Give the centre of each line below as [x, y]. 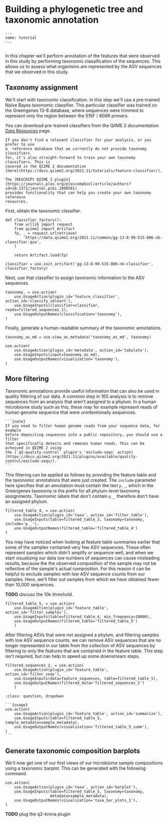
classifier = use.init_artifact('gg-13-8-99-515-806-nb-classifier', [79, 264]
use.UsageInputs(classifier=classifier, [57, 305]
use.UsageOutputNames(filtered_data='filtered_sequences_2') [79, 683]
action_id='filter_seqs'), [33, 674]
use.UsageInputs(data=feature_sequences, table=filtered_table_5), [86, 678]
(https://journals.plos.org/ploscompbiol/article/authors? [68, 184]
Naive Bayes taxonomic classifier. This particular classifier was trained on [81, 105]
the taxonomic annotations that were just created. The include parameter [81, 480]
